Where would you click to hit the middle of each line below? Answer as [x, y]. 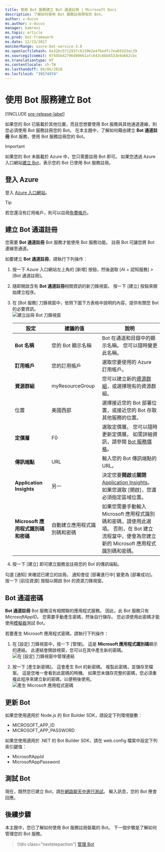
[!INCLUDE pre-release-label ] [35, 114]
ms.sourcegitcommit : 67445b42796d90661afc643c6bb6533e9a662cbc [71, 56]
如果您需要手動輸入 [124, 506]
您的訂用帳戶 [66, 366]
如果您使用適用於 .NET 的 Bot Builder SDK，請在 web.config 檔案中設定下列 [82, 740]
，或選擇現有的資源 [129, 387]
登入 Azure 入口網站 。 [27, 193]
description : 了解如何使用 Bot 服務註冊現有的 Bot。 [55, 14]
